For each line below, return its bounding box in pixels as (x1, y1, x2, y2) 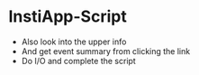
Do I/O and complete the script (21, 55, 136, 66)
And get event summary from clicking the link (21, 45, 191, 56)
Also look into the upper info (21, 36, 127, 47)
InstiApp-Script (8, 6, 127, 27)
